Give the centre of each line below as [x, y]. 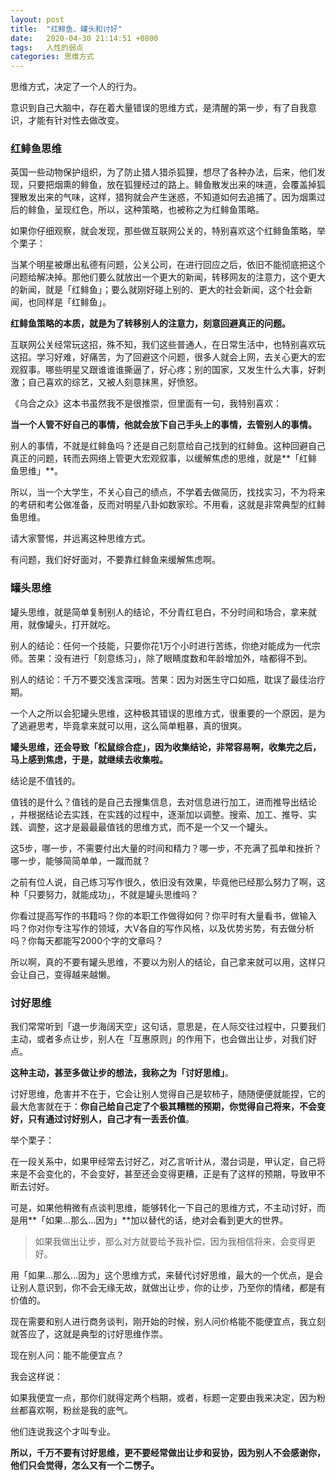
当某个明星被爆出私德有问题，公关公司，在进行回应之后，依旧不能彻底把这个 [168, 265]
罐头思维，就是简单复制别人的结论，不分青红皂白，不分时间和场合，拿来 [159, 612]
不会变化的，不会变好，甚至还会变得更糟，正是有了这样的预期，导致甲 [172, 1174]
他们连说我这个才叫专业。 [63, 1432]
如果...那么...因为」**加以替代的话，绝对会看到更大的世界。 [167, 1220]
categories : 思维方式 [52, 57]
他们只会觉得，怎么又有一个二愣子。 [85, 1465]
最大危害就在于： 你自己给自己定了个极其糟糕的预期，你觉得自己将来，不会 [163, 1107]
